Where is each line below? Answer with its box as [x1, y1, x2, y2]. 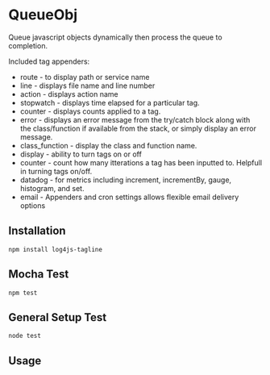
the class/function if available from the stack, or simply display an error [19, 123, 256, 133]
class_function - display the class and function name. [19, 140, 197, 150]
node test [8, 332, 42, 340]
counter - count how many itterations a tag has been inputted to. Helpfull [19, 157, 263, 167]
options [19, 200, 46, 210]
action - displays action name [19, 89, 118, 98]
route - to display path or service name [19, 72, 150, 81]
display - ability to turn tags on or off [19, 149, 143, 159]
